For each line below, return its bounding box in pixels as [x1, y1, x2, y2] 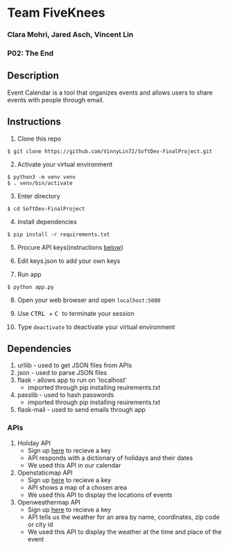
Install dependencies [17, 217, 78, 225]
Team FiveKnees [7, 5, 105, 21]
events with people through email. [7, 95, 104, 104]
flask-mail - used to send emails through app [17, 406, 146, 414]
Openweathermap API [17, 498, 81, 506]
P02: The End [7, 49, 54, 58]
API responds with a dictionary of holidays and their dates [27, 454, 193, 462]
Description [7, 70, 59, 81]
